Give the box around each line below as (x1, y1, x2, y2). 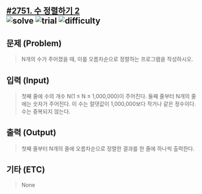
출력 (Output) (6, 127, 57, 138)
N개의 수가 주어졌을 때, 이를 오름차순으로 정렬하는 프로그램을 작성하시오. (21, 56, 193, 63)
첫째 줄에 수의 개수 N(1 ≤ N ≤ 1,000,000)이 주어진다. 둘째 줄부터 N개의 (21, 92, 190, 100)
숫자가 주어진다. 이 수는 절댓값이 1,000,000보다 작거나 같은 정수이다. (32, 100, 197, 108)
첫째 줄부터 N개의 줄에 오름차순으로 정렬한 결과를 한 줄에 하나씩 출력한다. (21, 144, 195, 152)
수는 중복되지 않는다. (21, 108, 71, 115)
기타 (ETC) (6, 165, 46, 175)
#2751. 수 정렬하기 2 (6, 6, 81, 17)
